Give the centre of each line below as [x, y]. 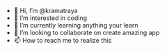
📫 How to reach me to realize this [63, 40]
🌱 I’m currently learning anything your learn [76, 25]
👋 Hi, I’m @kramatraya [46, 11]
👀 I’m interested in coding [50, 18]
